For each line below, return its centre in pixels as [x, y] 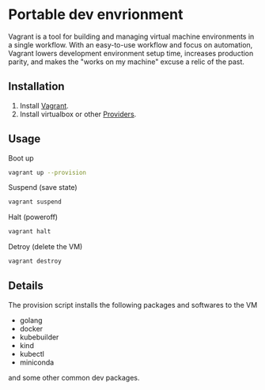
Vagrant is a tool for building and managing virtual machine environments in [131, 36]
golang [31, 320]
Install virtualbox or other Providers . [78, 114]
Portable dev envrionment [96, 15]
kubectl [32, 354]
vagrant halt [30, 232]
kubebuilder [39, 337]
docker [31, 328]
